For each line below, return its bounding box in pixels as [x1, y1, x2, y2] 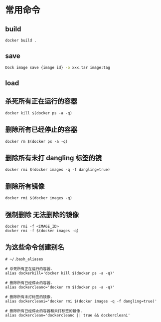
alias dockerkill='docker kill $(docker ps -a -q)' [5, 271, 115, 276]
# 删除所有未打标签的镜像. [5, 294, 53, 300]
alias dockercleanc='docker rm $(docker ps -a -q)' [5, 285, 115, 290]
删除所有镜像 [5, 182, 45, 190]
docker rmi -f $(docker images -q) [5, 228, 79, 234]
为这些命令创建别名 [5, 243, 64, 252]
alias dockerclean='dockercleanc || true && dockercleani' [5, 313, 131, 318]
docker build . [5, 38, 37, 43]
